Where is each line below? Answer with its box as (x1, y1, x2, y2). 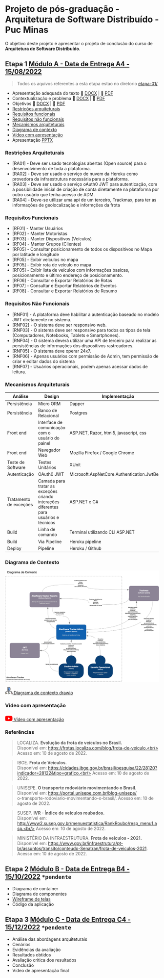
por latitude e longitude (12, 252, 60, 257)
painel (38, 440, 50, 446)
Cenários (12, 941, 31, 947)
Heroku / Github (69, 545, 102, 551)
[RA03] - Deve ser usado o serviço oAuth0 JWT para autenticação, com (12, 181, 158, 187)
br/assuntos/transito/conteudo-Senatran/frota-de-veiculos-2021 (17, 846, 147, 851)
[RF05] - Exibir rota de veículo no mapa (12, 262, 92, 268)
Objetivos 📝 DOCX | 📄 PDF (12, 101, 65, 106)
